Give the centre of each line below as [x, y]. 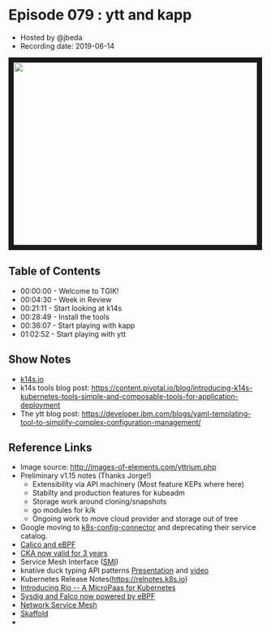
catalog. [34, 536]
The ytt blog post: [50, 413]
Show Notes [40, 360]
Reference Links [50, 447]
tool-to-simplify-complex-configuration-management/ [110, 422]
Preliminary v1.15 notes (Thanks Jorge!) [86, 475]
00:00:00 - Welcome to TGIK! [69, 290]
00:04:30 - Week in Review [66, 299]
